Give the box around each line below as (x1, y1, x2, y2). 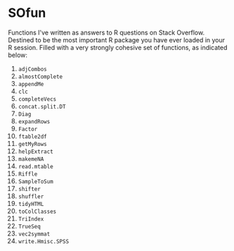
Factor (18, 125, 38, 133)
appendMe (18, 80, 44, 87)
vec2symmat (18, 231, 51, 238)
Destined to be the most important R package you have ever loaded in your (8, 35, 226, 44)
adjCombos (18, 66, 48, 73)
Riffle (18, 171, 38, 178)
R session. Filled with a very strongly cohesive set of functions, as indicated (8, 43, 228, 51)
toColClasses (18, 208, 57, 215)
